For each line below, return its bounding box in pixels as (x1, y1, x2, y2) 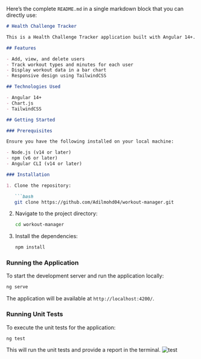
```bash (14, 193, 34, 199)
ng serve (6, 284, 28, 290)
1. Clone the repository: (6, 183, 71, 189)
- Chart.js (6, 100, 34, 106)
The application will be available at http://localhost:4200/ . (6, 295, 155, 302)
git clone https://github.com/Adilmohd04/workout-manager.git (14, 199, 174, 205)
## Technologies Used (6, 84, 61, 90)
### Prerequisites (6, 128, 53, 134)
